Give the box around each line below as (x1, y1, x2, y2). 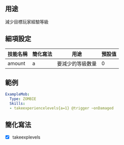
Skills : (9, 101, 26, 106)
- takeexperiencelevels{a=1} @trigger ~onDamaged (9, 106, 114, 111)
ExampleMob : (5, 92, 30, 97)
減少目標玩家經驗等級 (5, 19, 48, 25)
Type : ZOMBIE (9, 97, 37, 101)
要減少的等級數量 (57, 60, 97, 67)
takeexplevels (12, 134, 41, 140)
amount (7, 60, 26, 67)
